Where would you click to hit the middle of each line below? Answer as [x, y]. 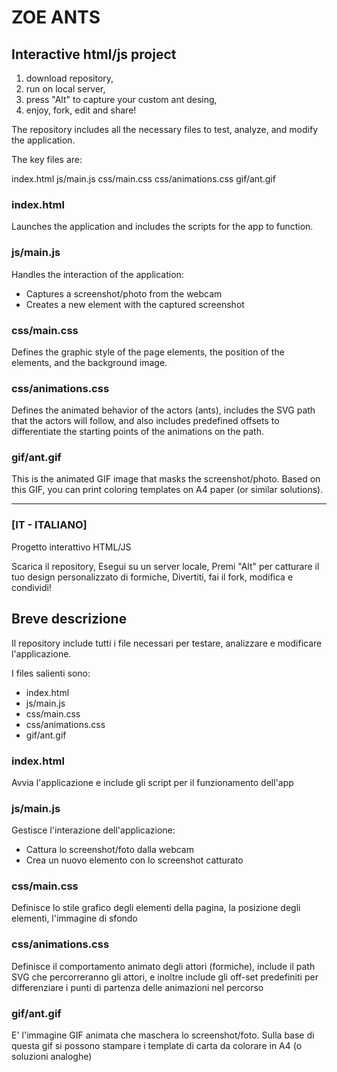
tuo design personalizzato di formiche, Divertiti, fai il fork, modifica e [152, 577]
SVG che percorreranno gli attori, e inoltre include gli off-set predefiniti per [165, 977]
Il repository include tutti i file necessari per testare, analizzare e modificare [167, 643]
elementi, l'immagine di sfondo [74, 918]
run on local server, [65, 89]
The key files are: [47, 159]
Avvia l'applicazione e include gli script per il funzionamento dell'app [152, 782]
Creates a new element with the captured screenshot [135, 304]
